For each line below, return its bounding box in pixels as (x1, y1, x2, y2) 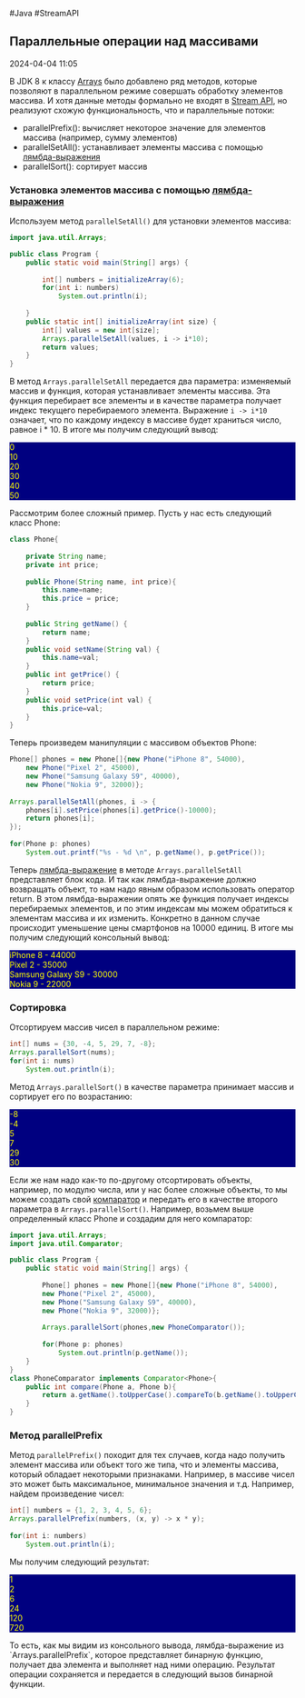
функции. (9, 1678, 45, 1689)
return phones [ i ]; (25, 814, 95, 824)
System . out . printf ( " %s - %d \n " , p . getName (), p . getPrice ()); (25, 847, 266, 857)
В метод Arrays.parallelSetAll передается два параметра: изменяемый (9, 376, 292, 387)
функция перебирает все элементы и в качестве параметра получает (9, 395, 281, 406)
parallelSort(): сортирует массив (22, 161, 148, 172)
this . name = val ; (42, 654, 100, 663)
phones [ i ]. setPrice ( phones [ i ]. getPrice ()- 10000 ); (25, 805, 218, 814)
